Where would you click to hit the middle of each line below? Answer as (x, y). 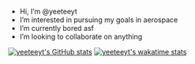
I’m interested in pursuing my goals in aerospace (99, 20)
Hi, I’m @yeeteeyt (48, 11)
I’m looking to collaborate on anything (81, 36)
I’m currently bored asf (57, 28)
